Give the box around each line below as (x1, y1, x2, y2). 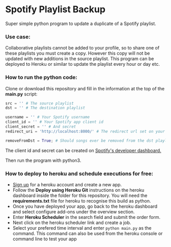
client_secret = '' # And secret (5, 124, 76, 130)
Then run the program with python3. (5, 157, 81, 163)
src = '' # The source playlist (5, 101, 74, 106)
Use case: (5, 33, 31, 40)
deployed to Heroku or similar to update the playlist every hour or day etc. (5, 61, 160, 67)
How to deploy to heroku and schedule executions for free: (5, 170, 154, 177)
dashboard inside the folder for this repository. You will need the (12, 192, 148, 199)
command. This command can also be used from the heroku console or (12, 230, 163, 236)
